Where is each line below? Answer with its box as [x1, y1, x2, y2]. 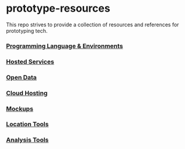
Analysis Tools [6, 136, 49, 144]
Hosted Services [6, 57, 54, 65]
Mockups [6, 105, 34, 113]
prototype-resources [6, 2, 111, 15]
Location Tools [6, 120, 49, 129]
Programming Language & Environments [6, 41, 124, 50]
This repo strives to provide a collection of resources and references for [6, 21, 179, 28]
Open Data [6, 73, 37, 81]
